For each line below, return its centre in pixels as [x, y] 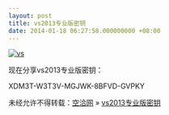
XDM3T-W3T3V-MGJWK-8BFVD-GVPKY [77, 86]
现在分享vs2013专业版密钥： [56, 70]
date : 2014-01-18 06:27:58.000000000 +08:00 [84, 31]
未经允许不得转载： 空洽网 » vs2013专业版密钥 [85, 103]
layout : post [30, 16]
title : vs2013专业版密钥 [47, 23]
